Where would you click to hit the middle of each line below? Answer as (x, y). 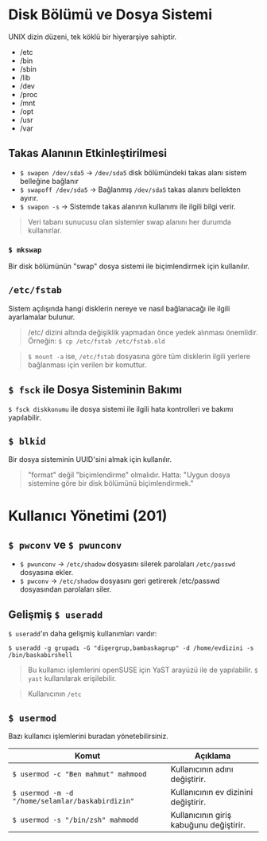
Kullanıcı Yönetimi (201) (88, 516)
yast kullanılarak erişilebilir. (72, 679)
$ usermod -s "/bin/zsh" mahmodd (75, 820)
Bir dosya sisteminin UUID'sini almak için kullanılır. (90, 460)
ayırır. (29, 198)
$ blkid (27, 442)
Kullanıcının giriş (201, 816)
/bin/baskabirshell (41, 655)
